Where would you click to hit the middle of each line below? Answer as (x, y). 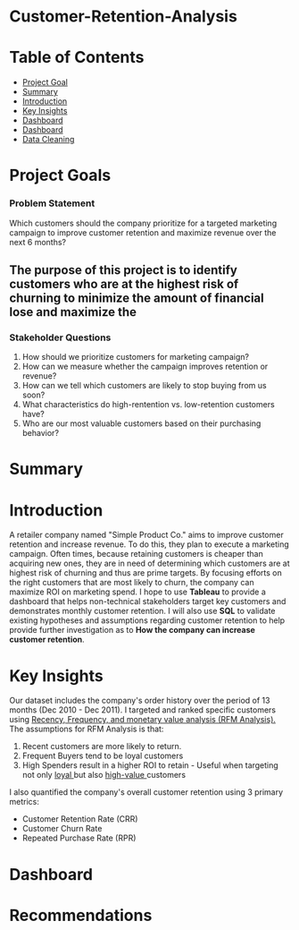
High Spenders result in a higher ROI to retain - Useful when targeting (150, 765)
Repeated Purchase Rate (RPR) (79, 838)
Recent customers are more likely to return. (102, 747)
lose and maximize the (73, 312)
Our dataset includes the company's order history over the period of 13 (140, 701)
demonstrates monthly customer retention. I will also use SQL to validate (142, 611)
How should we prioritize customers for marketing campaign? (136, 357)
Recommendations (81, 915)
